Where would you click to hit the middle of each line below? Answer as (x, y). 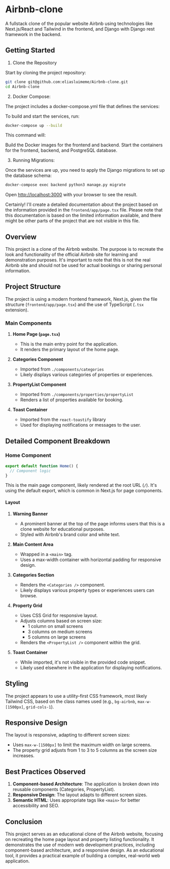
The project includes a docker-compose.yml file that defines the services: (82, 106)
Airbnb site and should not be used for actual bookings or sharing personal (84, 266)
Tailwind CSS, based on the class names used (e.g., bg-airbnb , (71, 701)
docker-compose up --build (34, 125)
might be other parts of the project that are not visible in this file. (73, 221)
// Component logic (30, 471)
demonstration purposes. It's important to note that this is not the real (78, 260)
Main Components (28, 323)
